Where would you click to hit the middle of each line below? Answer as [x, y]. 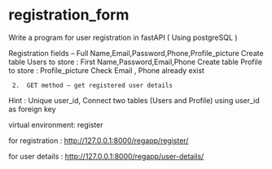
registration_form [69, 15]
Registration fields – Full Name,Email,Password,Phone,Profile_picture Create [136, 53]
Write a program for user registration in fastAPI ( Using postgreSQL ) [123, 37]
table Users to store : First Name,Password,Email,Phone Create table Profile [136, 62]
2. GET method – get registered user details [92, 85]
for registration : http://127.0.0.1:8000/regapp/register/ [99, 141]
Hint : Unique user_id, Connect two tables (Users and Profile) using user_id [134, 100]
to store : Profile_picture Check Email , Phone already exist [107, 70]
